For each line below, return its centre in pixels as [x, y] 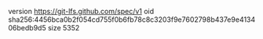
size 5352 [64, 28]
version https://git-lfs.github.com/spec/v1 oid [81, 11]
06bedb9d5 [27, 28]
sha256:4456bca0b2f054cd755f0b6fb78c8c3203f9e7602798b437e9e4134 [132, 19]
